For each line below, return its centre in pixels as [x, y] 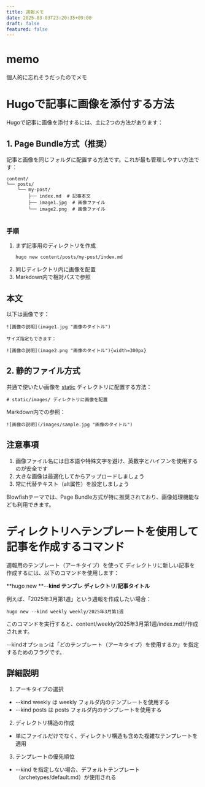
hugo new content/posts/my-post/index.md [69, 257]
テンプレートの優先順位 [45, 757]
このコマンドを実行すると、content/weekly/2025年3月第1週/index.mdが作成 [102, 624]
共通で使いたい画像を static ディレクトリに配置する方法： [79, 386]
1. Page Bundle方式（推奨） [59, 144]
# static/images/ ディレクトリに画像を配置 [57, 399]
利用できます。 [36, 504]
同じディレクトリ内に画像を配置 [56, 269]
